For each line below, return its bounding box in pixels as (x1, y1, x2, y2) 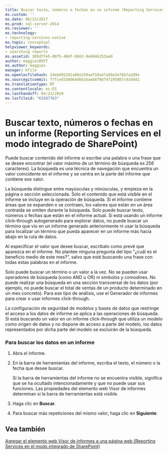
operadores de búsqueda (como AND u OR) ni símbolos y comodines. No (5, 274, 156, 280)
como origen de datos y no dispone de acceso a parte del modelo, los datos (5, 321, 162, 327)
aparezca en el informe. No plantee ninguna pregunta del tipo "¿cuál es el (5, 248, 157, 255)
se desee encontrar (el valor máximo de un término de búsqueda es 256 (5, 160, 154, 166)
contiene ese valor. (5, 176, 44, 182)
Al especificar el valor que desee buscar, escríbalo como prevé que (5, 243, 144, 249)
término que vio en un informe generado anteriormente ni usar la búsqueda (5, 223, 160, 229)
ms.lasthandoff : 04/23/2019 (5, 91, 64, 96)
